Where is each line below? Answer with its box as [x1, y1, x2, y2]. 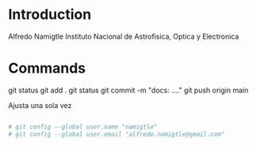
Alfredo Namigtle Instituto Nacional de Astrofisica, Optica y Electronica [8, 32, 239, 41]
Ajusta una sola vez [8, 100, 72, 110]
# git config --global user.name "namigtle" [8, 122, 158, 131]
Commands [8, 59, 86, 77]
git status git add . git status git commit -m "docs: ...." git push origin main [8, 85, 249, 95]
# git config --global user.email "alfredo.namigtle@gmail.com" [8, 130, 225, 138]
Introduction [8, 6, 92, 24]
